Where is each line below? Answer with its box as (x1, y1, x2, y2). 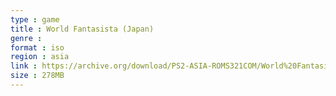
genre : (10, 33, 43, 43)
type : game (10, 14, 60, 25)
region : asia (10, 52, 70, 62)
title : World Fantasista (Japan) (10, 24, 155, 34)
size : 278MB (10, 71, 65, 81)
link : (10, 61, 38, 71)
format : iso (10, 42, 65, 53)
